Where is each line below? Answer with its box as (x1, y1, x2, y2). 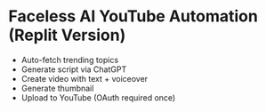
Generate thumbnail (20, 83, 94, 93)
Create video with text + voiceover (20, 73, 149, 84)
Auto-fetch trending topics (20, 54, 119, 65)
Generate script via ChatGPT (20, 64, 127, 75)
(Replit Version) (8, 25, 126, 45)
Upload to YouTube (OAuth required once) (20, 92, 176, 103)
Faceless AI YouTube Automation (8, 6, 259, 27)
